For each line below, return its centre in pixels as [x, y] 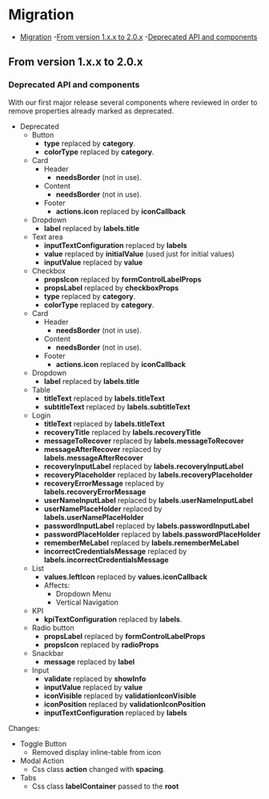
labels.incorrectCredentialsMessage [106, 559]
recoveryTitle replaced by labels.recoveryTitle [122, 432]
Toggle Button [43, 743]
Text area [47, 237]
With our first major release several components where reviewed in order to [133, 102]
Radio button [53, 627]
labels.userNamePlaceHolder [94, 517]
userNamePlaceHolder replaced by [103, 509]
